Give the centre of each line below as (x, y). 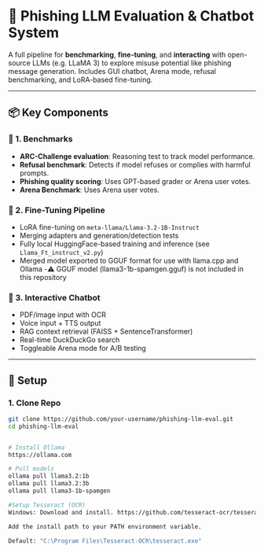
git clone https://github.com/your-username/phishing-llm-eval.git (121, 419)
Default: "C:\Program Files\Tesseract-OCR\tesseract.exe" (105, 541)
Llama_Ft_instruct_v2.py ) (61, 252)
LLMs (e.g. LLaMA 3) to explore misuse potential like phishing (132, 63)
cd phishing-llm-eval (44, 426)
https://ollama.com (40, 455)
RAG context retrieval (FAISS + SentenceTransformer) (106, 332)
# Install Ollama (37, 448)
